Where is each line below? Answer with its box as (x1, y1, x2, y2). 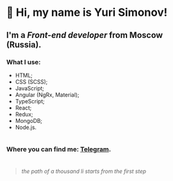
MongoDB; (15, 117, 43, 124)
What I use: (6, 57, 41, 66)
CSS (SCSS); (15, 78, 48, 85)
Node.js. (15, 124, 37, 131)
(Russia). (6, 39, 42, 50)
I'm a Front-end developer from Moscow (6, 30, 163, 40)
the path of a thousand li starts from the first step (21, 168, 147, 175)
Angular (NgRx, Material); (15, 91, 79, 98)
